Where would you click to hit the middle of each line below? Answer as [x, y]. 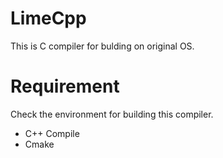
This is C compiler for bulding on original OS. [102, 46]
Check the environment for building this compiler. [112, 114]
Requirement [65, 86]
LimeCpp [48, 18]
